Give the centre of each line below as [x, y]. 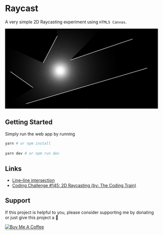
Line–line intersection [33, 180]
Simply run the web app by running [40, 134]
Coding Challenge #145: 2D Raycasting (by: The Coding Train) [74, 185]
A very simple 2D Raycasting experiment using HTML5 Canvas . [66, 22]
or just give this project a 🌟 [32, 217]
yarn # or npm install [28, 143]
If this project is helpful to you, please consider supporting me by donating [80, 212]
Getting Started [29, 122]
